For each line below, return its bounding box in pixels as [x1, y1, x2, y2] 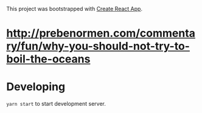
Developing [6, 80, 66, 94]
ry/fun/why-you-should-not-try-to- [6, 39, 190, 53]
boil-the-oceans [6, 52, 91, 66]
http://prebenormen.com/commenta [6, 27, 196, 40]
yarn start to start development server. [6, 100, 106, 108]
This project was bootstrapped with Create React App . [6, 5, 143, 12]
